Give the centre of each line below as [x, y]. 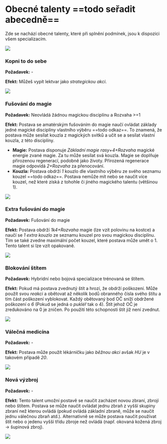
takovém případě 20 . [26, 358]
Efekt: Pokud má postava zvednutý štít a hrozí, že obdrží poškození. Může [82, 289]
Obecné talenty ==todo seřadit [70, 9]
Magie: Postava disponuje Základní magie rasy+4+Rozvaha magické [83, 150]
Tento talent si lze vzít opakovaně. [40, 246]
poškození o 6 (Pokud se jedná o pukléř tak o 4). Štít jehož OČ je [72, 304]
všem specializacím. [26, 39]
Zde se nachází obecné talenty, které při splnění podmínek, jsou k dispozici [83, 33]
